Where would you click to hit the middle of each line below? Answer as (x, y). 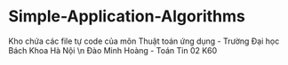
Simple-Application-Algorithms (127, 16)
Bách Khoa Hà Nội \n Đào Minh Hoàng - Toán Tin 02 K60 (113, 50)
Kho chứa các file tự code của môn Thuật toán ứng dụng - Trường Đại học (144, 41)
